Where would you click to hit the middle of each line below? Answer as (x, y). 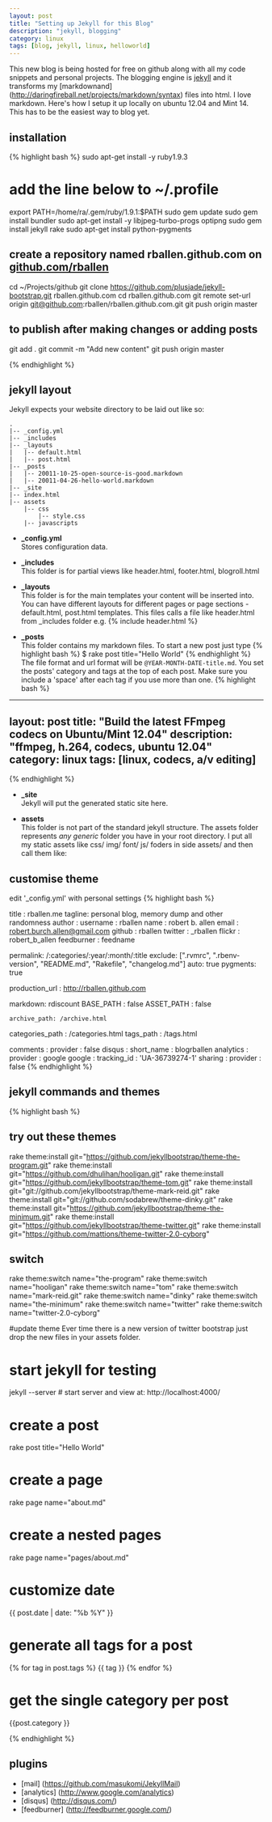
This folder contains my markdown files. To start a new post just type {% (142, 646)
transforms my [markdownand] (61, 87)
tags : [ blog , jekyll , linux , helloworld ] (80, 46)
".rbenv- (226, 955)
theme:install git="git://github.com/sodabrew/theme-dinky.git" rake (121, 1199)
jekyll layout (40, 390)
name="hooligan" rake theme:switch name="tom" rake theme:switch (124, 1287)
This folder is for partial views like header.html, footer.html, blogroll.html (140, 571)
